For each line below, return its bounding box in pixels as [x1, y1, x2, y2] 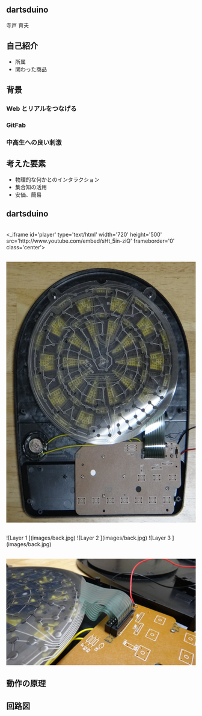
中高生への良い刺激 [6, 138, 62, 146]
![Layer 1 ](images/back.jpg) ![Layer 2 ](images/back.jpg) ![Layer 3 [6, 534, 171, 541]
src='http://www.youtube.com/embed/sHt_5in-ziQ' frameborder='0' [6, 237, 175, 244]
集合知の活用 [14, 183, 47, 190]
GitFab [6, 120, 26, 129]
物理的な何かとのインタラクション [14, 176, 100, 183]
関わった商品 [14, 66, 47, 73]
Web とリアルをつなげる [6, 104, 77, 113]
